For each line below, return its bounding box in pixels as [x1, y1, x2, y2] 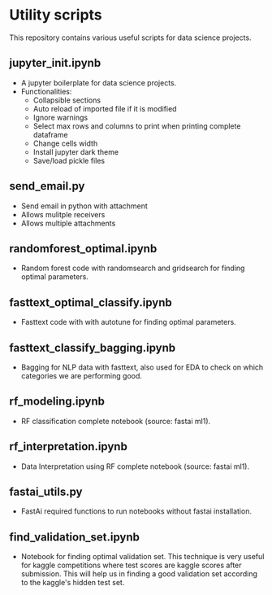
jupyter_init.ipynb [9, 56, 101, 70]
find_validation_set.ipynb [9, 530, 140, 544]
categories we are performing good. [20, 371, 143, 380]
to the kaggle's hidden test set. [20, 578, 125, 588]
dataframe [32, 129, 68, 139]
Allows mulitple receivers [20, 209, 106, 219]
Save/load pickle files [32, 155, 105, 165]
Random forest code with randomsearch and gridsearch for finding [20, 263, 245, 273]
